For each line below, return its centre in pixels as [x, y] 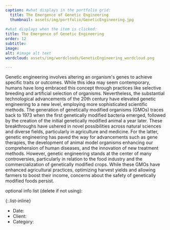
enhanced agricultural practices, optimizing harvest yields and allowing [80, 170]
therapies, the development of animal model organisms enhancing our [79, 143]
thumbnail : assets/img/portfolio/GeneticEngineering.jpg [72, 20]
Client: [19, 216]
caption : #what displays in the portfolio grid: [58, 10]
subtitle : [16, 44]
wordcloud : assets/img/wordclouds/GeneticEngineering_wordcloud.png [80, 58]
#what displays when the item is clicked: [51, 29]
